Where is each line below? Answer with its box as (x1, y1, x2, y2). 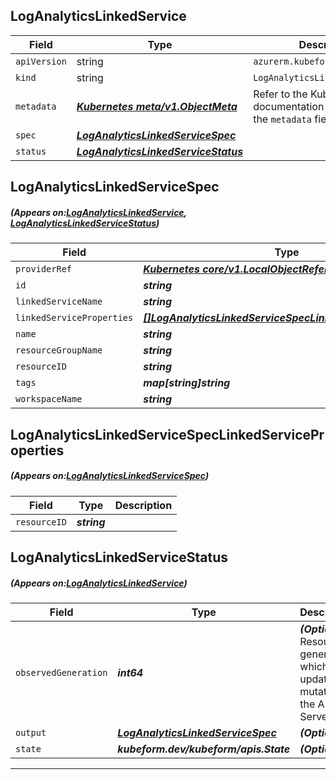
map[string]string (143, 376, 231, 390)
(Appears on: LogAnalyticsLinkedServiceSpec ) (10, 470, 210, 482)
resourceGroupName (15, 345, 103, 356)
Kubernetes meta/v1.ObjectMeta (76, 99, 238, 113)
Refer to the (253, 87, 308, 101)
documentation (253, 99, 325, 113)
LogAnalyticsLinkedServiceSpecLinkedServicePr (10, 426, 325, 443)
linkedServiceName (15, 296, 103, 308)
